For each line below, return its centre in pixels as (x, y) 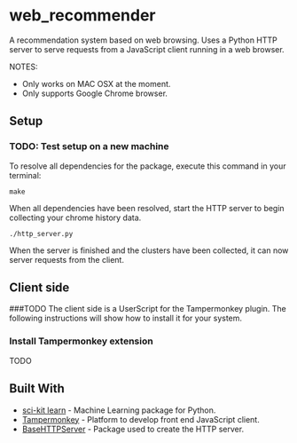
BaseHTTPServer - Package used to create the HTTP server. (133, 429)
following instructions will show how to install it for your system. (125, 318)
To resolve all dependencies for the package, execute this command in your (148, 166)
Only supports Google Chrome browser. (95, 93)
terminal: (25, 175)
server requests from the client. (66, 259)
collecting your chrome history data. (75, 218)
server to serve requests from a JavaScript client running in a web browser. (147, 49)
